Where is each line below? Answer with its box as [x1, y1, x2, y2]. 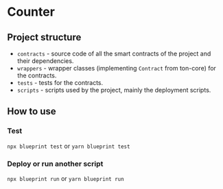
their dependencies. [16, 57, 74, 65]
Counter [7, 4, 55, 20]
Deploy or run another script [7, 159, 104, 168]
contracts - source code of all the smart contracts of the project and [16, 49, 211, 58]
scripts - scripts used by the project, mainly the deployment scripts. [16, 86, 211, 94]
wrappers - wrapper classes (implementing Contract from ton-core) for [16, 64, 216, 72]
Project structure [7, 32, 82, 43]
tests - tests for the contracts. [16, 79, 104, 86]
